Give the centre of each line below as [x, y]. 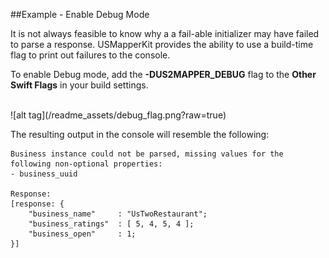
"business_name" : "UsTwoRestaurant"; [118, 214]
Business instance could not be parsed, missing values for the [147, 154]
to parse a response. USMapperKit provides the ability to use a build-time [162, 44]
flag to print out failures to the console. [90, 55]
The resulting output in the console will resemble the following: [140, 134]
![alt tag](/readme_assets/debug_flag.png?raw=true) [118, 115]
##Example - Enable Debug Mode [80, 14]
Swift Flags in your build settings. [79, 85]
